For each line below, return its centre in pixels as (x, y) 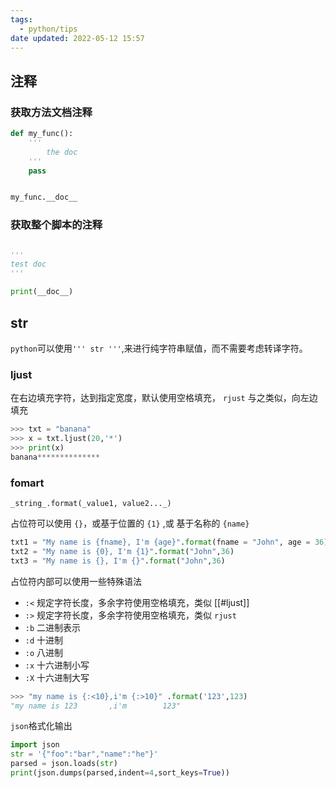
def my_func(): (42, 134)
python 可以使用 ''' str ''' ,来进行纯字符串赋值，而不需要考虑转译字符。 (159, 348)
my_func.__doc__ (44, 197)
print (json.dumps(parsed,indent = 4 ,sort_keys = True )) (120, 773)
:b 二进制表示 (53, 627)
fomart (27, 483)
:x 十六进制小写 (57, 665)
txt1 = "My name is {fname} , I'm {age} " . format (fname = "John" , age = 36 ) (169, 542)
